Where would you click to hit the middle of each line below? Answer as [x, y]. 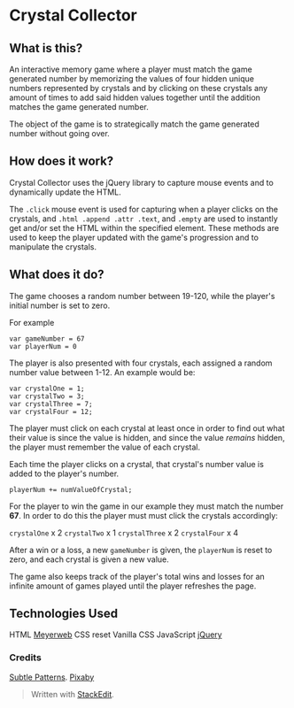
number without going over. [60, 133]
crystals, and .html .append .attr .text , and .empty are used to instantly [144, 219]
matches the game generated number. [79, 107]
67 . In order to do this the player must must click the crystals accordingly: [144, 515]
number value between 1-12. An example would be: [102, 372]
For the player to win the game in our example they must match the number [147, 506]
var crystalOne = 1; [47, 389]
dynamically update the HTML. [65, 192]
